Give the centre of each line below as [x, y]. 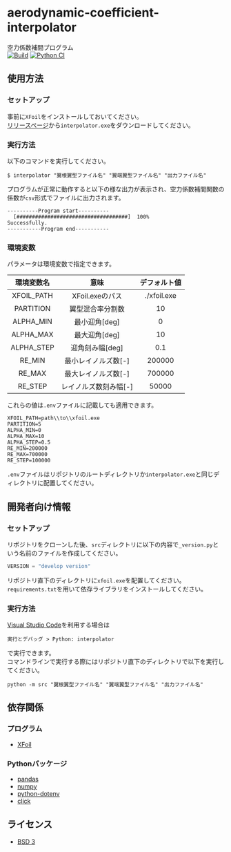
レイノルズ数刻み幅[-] [97, 387]
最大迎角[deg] [97, 335]
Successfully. [28, 223]
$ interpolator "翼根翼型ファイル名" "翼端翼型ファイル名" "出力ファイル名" [107, 175]
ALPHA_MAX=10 [26, 437]
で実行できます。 [31, 653]
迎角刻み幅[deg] [97, 348]
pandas [28, 779]
